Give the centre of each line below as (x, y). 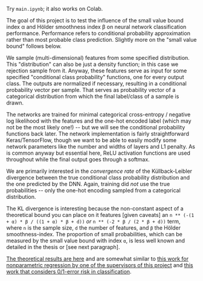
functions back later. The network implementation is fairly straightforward (98, 134)
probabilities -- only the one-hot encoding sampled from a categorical (94, 190)
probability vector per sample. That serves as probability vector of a (91, 90)
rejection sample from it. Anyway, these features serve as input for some (97, 71)
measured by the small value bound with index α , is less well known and (96, 241)
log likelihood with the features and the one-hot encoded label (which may (99, 121)
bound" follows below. (34, 46)
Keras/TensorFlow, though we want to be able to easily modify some (92, 140)
